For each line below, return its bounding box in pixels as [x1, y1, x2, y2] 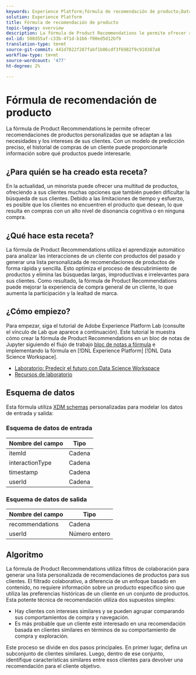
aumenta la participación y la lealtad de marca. [6, 289, 118, 296]
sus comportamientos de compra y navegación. [14, 614, 129, 621]
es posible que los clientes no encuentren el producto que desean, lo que [6, 201, 183, 208]
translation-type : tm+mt [6, 42, 66, 47]
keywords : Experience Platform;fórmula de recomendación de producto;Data [6, 8, 192, 15]
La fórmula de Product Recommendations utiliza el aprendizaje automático [6, 246, 185, 253]
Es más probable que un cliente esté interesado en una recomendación [14, 620, 186, 627]
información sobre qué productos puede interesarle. [6, 150, 132, 157]
